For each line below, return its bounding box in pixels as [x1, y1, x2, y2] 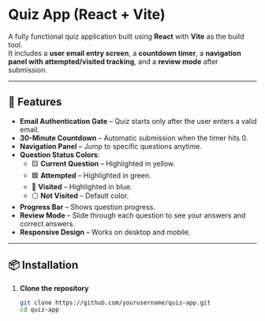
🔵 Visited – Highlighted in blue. [31, 181, 132, 191]
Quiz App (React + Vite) [8, 6, 166, 24]
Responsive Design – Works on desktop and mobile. [19, 227, 191, 237]
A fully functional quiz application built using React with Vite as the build [8, 32, 244, 41]
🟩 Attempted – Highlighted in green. [31, 170, 151, 180]
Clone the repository [19, 283, 89, 293]
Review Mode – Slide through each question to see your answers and [19, 211, 246, 220]
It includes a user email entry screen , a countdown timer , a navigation [8, 48, 242, 58]
